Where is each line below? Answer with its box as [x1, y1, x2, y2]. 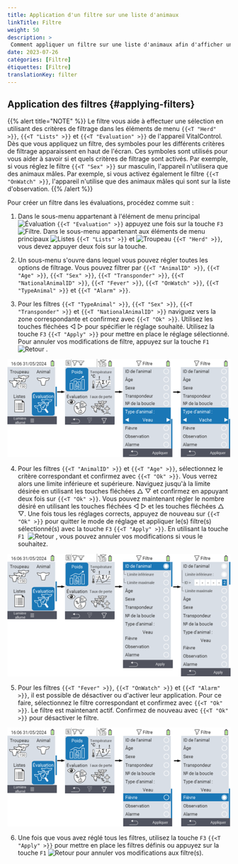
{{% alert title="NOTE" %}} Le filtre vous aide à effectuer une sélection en [7, 117, 224, 125]
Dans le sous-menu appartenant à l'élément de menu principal [17, 212, 200, 221]
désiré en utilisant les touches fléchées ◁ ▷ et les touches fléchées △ [17, 502, 225, 511]
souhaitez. [17, 540, 48, 548]
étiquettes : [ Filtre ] [7, 64, 72, 71]
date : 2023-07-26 [7, 49, 59, 56]
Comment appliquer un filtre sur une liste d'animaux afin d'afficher [10, 41, 223, 49]
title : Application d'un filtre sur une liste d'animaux [7, 11, 179, 18]
